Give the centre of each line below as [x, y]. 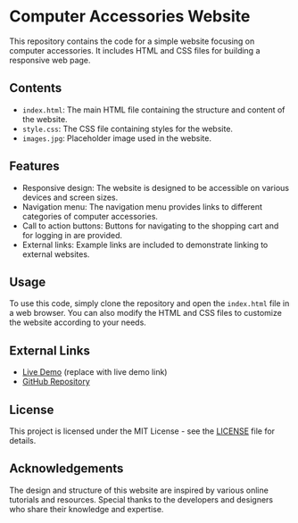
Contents [36, 88]
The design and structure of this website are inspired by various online [139, 490]
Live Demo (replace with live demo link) [95, 372]
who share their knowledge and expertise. [87, 509]
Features [34, 166]
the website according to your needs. [78, 322]
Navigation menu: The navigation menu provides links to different [142, 206]
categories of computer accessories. [90, 216]
